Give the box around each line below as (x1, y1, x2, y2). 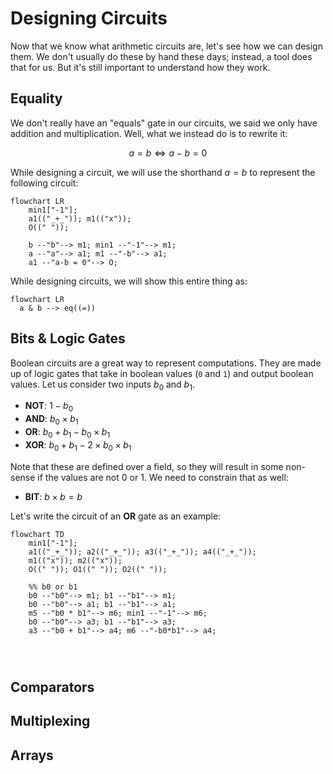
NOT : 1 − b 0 (24, 400, 74, 414)
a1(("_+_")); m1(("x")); (28, 213, 132, 224)
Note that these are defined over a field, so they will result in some (10, 460, 284, 472)
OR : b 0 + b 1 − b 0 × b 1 (24, 425, 111, 440)
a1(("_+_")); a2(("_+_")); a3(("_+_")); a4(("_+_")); (28, 547, 257, 557)
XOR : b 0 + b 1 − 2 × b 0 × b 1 (24, 438, 132, 453)
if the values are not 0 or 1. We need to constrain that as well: (37, 471, 289, 483)
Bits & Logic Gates (10, 330, 126, 347)
